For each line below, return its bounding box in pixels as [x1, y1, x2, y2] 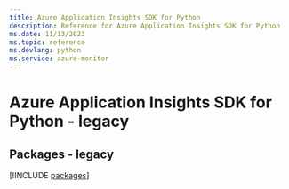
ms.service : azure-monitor [9, 54, 109, 63]
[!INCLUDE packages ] [9, 170, 90, 180]
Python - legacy [9, 112, 130, 131]
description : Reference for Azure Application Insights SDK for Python [9, 21, 280, 30]
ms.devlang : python [9, 46, 82, 55]
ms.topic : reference [9, 37, 86, 47]
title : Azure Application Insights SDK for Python [9, 12, 201, 22]
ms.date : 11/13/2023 [9, 29, 86, 38]
